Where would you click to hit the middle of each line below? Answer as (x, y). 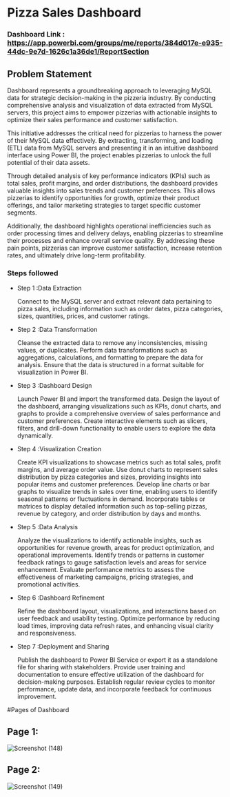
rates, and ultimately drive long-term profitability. (76, 255)
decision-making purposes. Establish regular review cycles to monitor (116, 682)
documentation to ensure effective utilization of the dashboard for (111, 675)
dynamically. (35, 435)
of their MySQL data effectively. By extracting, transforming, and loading (110, 140)
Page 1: (23, 732)
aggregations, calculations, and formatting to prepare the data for (110, 357)
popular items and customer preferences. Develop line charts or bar (113, 484)
